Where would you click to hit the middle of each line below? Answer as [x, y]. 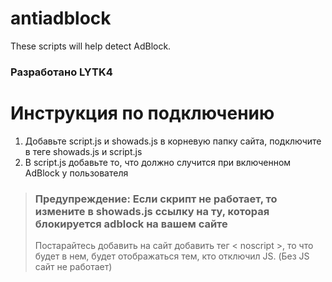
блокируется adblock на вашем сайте [131, 224]
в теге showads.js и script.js [83, 151]
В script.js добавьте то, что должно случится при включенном [158, 162]
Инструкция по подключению [142, 113]
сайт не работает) [73, 267]
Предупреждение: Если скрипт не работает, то [156, 199]
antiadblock [61, 18]
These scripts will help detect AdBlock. [91, 46]
